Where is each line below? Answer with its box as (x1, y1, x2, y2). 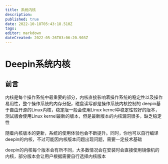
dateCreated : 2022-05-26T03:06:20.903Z (5, 36, 88, 41)
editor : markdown (5, 31, 41, 36)
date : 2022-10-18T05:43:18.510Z (5, 21, 72, 27)
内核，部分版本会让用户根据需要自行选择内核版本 (5, 153, 106, 159)
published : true (5, 17, 39, 22)
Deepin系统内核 (5, 59, 71, 70)
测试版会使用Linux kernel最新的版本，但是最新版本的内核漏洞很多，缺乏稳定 (5, 113, 162, 119)
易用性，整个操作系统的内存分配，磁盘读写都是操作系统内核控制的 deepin (5, 100, 156, 106)
